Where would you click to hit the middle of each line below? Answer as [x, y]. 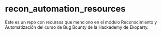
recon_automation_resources [65, 9]
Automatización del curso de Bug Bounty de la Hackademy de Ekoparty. [77, 27]
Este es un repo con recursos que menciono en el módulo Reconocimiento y [81, 22]
